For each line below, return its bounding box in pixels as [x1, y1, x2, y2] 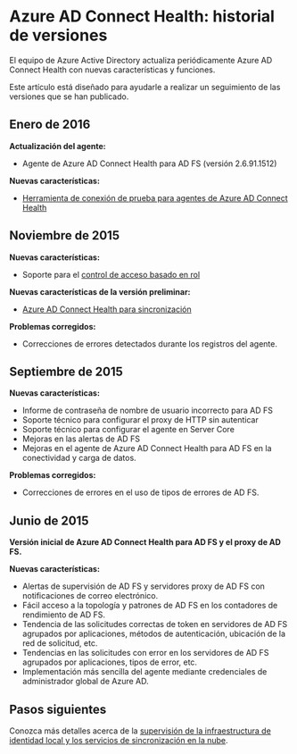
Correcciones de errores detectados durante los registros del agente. [21, 338, 278, 349]
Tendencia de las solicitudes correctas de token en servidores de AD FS [21, 619, 288, 630]
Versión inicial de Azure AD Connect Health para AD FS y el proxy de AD [9, 537, 281, 548]
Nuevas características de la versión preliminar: [9, 286, 191, 297]
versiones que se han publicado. [9, 91, 129, 102]
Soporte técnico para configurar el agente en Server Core [21, 424, 235, 435]
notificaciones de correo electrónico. [21, 591, 159, 601]
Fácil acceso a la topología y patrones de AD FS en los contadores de [21, 600, 278, 611]
